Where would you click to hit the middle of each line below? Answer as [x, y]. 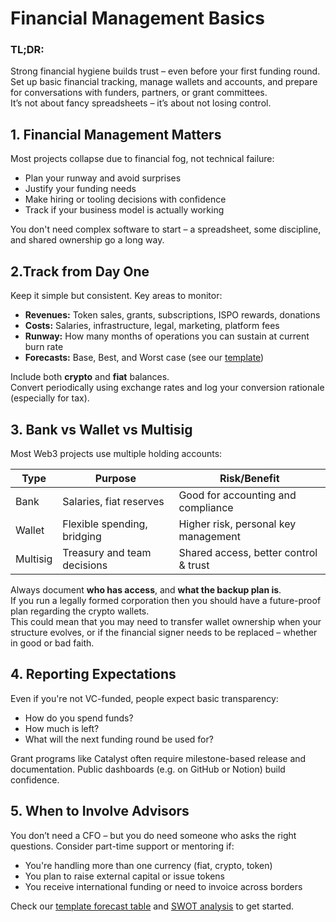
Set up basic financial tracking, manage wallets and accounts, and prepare [164, 82]
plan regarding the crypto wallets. [80, 611]
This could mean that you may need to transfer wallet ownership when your [166, 621]
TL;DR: [27, 50]
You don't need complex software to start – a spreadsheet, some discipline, [166, 229]
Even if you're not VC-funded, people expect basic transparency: [144, 698]
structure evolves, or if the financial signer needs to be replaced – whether [164, 632]
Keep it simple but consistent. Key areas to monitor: [116, 296]
